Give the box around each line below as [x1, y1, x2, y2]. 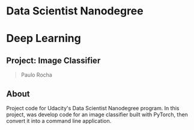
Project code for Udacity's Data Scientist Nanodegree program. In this [6, 105, 180, 111]
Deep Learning [6, 32, 81, 46]
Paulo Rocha [20, 71, 52, 78]
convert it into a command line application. [6, 117, 112, 124]
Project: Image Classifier [6, 55, 101, 65]
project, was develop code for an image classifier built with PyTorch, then [6, 111, 188, 118]
